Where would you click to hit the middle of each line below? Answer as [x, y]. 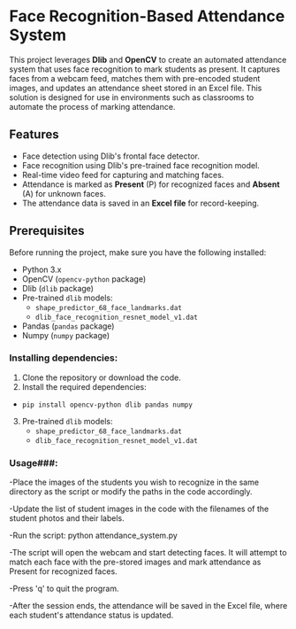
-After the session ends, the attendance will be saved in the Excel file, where [148, 606]
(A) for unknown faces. [64, 193]
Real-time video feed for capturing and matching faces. [123, 175]
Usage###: [34, 462]
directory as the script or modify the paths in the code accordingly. [131, 492]
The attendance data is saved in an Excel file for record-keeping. [140, 203]
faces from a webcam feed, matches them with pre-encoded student [135, 78]
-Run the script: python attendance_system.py [94, 536]
